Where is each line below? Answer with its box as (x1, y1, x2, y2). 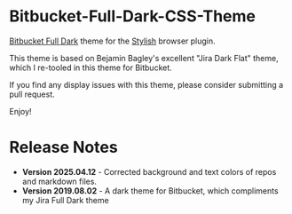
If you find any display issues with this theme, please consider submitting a (9, 79, 284, 90)
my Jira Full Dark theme (21, 194, 109, 205)
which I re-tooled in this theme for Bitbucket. (9, 62, 173, 73)
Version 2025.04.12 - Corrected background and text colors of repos (21, 166, 277, 177)
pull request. (9, 89, 55, 99)
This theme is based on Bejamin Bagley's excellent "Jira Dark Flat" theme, (9, 52, 279, 63)
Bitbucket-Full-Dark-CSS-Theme (9, 6, 256, 27)
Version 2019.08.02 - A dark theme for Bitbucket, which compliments (21, 185, 279, 196)
